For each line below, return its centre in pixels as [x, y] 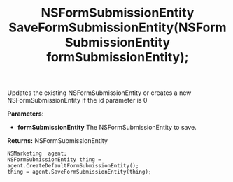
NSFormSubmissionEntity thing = [54, 160]
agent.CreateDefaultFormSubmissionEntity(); [73, 166]
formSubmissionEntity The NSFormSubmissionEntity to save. [107, 128]
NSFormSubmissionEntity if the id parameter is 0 [77, 100]
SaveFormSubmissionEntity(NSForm [118, 28]
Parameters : [26, 114]
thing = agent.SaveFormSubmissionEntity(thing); [79, 172]
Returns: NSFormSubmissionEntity [58, 141]
